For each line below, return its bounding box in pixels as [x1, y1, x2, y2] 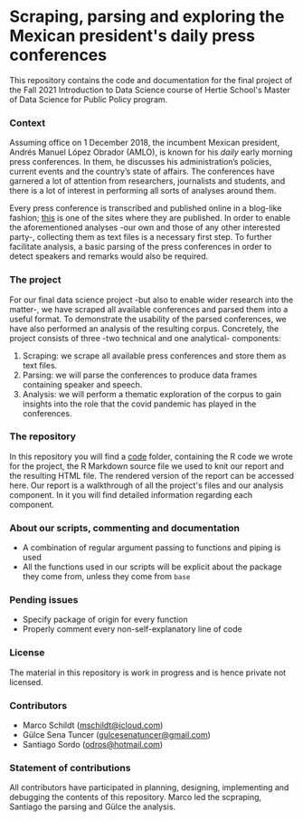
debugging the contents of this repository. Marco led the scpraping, [9, 792, 262, 803]
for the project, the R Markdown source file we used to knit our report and [9, 460, 285, 472]
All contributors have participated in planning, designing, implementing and [9, 782, 289, 793]
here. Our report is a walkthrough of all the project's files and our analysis [9, 480, 284, 491]
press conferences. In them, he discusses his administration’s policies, [9, 157, 272, 167]
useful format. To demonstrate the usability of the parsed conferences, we [9, 313, 287, 324]
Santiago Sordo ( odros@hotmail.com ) [22, 740, 164, 750]
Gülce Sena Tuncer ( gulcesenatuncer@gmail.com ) [22, 730, 211, 740]
